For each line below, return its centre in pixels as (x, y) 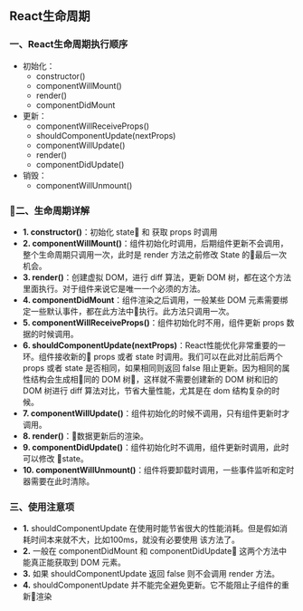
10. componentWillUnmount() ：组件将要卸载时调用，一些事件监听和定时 (158, 470)
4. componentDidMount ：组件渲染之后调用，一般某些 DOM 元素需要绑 (155, 300)
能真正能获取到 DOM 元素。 (74, 563)
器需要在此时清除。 (58, 481)
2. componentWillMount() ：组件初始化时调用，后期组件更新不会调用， (155, 243)
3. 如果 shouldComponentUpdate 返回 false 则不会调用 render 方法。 (151, 574)
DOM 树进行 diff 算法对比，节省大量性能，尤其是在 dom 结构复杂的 (147, 390)
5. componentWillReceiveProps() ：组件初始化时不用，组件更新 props (153, 322)
